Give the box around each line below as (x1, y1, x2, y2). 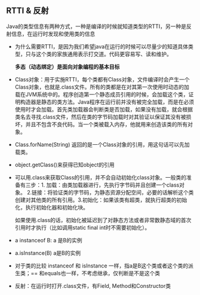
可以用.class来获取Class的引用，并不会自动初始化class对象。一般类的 (14, 174, 187, 181)
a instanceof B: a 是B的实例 (14, 236, 82, 244)
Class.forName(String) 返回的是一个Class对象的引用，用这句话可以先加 (14, 141, 190, 148)
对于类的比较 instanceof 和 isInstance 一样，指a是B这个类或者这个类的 (14, 262, 189, 269)
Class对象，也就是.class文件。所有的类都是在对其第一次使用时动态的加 (14, 83, 190, 90)
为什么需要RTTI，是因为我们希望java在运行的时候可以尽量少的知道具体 (14, 42, 189, 50)
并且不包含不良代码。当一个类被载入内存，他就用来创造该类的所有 (25, 120, 188, 127)
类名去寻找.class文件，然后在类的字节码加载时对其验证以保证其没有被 (14, 113, 186, 120)
